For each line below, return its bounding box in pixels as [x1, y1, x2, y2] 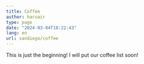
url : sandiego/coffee [6, 35, 59, 41]
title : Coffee [6, 8, 41, 15]
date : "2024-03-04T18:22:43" [6, 24, 77, 31]
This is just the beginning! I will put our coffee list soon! [6, 52, 139, 58]
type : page [6, 19, 33, 25]
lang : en [6, 30, 27, 36]
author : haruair [6, 14, 45, 20]
